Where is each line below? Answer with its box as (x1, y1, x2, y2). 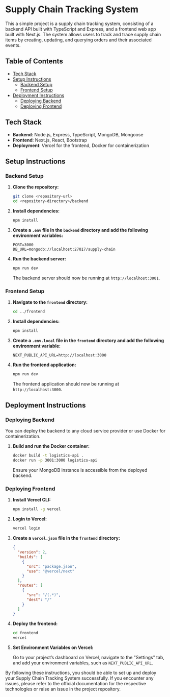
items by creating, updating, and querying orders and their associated (5, 37, 152, 43)
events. (5, 42, 21, 48)
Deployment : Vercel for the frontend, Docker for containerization (12, 142, 149, 149)
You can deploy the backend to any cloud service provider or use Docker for (5, 428, 166, 434)
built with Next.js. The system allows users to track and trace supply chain (5, 31, 161, 37)
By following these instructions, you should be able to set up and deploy (5, 670, 157, 676)
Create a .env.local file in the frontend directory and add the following (12, 337, 164, 343)
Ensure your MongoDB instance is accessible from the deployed (12, 467, 148, 473)
